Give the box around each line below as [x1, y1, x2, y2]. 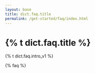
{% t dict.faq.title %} [5, 37, 91, 48]
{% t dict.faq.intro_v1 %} [5, 53, 54, 59]
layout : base [5, 7, 32, 12]
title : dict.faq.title [5, 12, 51, 17]
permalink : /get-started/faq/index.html [5, 16, 89, 21]
